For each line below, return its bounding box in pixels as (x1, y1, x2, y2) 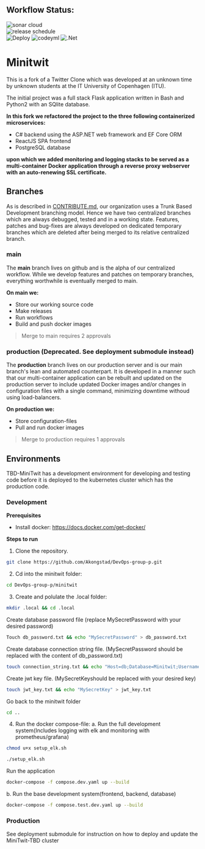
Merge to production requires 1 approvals (21, 436, 125, 443)
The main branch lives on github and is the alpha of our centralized (6, 264, 175, 271)
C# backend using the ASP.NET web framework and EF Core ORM (15, 131, 182, 138)
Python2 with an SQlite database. (6, 100, 90, 108)
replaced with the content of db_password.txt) (6, 652, 123, 659)
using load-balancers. (6, 394, 62, 401)
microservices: (6, 119, 46, 126)
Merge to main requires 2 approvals (21, 332, 111, 339)
